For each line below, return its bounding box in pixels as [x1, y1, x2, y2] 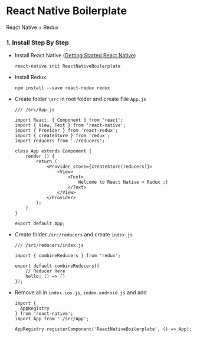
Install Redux [14, 74, 46, 81]
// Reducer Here [25, 268, 65, 274]
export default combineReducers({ [14, 263, 100, 269]
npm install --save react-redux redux [14, 85, 110, 91]
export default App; [14, 220, 65, 227]
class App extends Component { [14, 148, 92, 154]
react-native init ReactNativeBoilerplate [14, 63, 121, 69]
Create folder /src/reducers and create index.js [14, 231, 133, 238]
